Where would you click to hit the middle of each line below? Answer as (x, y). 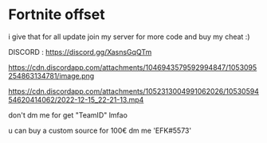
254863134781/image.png (51, 75)
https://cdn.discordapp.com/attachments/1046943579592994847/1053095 (133, 67)
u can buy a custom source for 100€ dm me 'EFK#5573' (100, 130)
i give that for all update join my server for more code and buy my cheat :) (129, 37)
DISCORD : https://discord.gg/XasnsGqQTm (80, 52)
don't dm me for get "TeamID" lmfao (68, 115)
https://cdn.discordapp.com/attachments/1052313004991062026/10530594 (133, 91)
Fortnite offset (57, 15)
